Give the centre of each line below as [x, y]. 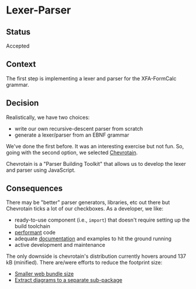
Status [18, 32]
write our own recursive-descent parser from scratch [79, 128]
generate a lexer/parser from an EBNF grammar [72, 135]
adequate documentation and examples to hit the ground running [93, 239]
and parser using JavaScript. [41, 170]
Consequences [35, 188]
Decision [23, 103]
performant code [35, 233]
